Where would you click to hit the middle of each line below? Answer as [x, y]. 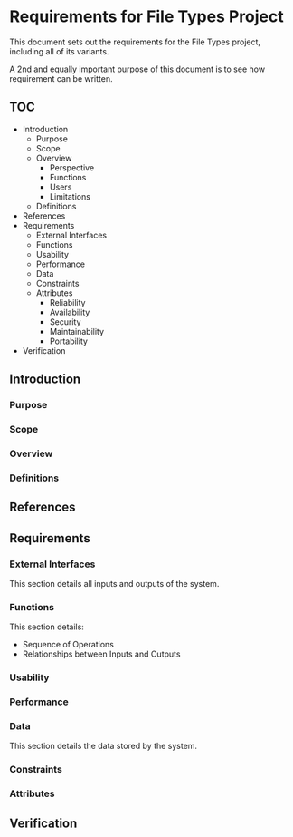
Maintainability [77, 331]
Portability [69, 341]
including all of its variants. [59, 51]
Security [65, 321]
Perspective [72, 167]
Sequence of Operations [68, 645]
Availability [70, 312]
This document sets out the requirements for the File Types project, [135, 42]
